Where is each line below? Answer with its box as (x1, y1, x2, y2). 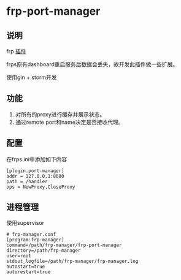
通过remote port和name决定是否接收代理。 (15, 118, 124, 126)
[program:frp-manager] (6, 237, 64, 243)
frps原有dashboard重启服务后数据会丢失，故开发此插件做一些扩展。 (6, 61, 179, 68)
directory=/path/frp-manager (6, 248, 81, 254)
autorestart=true (6, 269, 51, 275)
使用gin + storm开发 (6, 74, 57, 81)
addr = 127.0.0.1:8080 (6, 173, 64, 179)
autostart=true (6, 263, 45, 270)
